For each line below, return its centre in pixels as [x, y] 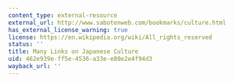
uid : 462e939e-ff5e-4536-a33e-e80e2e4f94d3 [80, 59]
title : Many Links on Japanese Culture [73, 52]
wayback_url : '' [35, 66]
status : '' [26, 45]
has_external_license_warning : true [68, 30]
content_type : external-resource [63, 15]
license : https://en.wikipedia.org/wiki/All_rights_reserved [110, 37]
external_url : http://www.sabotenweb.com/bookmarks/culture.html [117, 23]
